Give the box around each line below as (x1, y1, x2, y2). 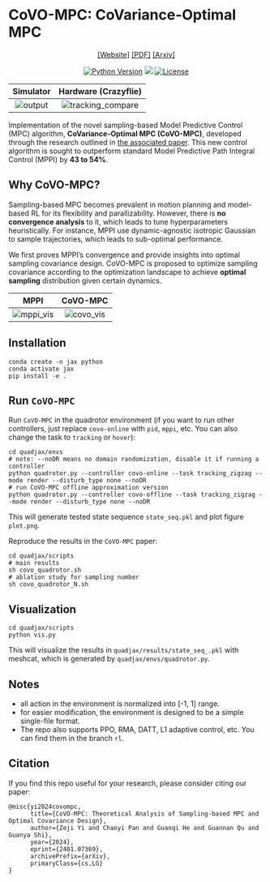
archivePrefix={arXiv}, (29, 852, 111, 860)
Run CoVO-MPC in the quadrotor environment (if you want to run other (8, 415, 235, 425)
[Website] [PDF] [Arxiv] (96, 49, 176, 59)
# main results (8, 559, 60, 567)
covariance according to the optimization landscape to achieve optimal (8, 267, 246, 276)
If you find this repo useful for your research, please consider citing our (8, 778, 247, 788)
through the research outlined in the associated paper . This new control (8, 137, 247, 147)
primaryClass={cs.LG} (29, 859, 104, 867)
